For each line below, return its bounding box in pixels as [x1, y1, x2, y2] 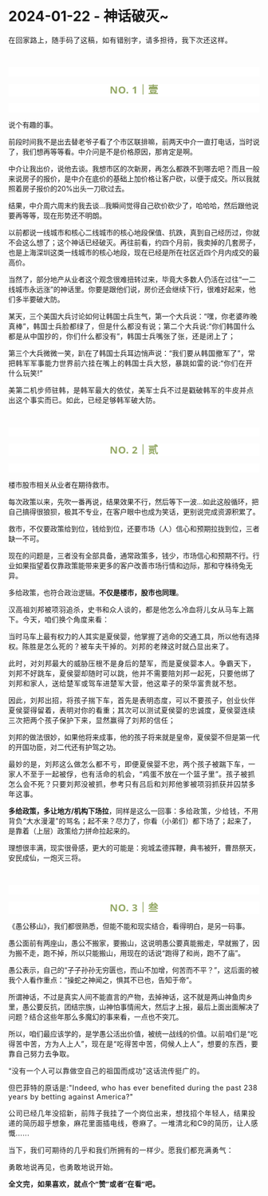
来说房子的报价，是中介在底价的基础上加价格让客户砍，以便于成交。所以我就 [8, 173, 260, 184]
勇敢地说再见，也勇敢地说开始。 [8, 1162, 118, 1171]
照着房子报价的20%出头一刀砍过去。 [8, 184, 129, 193]
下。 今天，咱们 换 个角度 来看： [8, 614, 110, 624]
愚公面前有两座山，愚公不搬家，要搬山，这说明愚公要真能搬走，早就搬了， [8, 938, 253, 948]
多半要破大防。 [14, 294, 65, 304]
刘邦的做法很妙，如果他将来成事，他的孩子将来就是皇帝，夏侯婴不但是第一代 [8, 732, 260, 742]
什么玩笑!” [8, 368, 44, 377]
